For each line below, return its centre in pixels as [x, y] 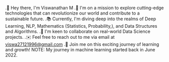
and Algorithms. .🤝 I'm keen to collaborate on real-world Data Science [78, 31]
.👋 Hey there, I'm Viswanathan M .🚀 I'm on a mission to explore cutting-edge [84, 8]
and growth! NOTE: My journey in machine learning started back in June [80, 50]
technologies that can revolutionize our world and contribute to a [73, 13]
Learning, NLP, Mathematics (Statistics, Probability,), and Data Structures [81, 26]
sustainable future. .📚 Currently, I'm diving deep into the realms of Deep [81, 19]
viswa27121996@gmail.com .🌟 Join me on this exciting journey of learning [82, 44]
